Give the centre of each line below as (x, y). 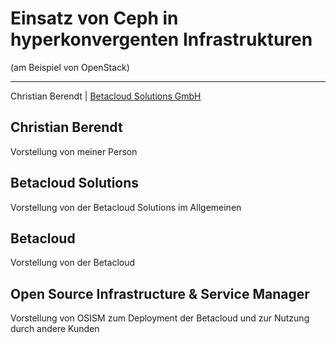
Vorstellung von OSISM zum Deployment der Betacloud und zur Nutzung (160, 318)
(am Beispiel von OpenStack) (70, 67)
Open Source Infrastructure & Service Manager (160, 293)
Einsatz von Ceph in (94, 18)
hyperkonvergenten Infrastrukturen (161, 39)
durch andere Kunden (55, 329)
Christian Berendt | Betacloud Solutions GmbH (106, 96)
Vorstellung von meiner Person (74, 151)
